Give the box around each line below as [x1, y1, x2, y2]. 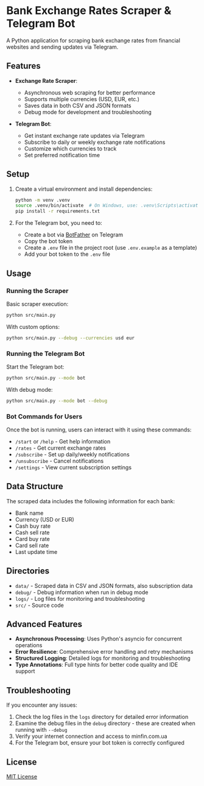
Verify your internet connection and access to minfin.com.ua [15, 732, 167, 740]
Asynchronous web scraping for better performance [24, 89, 155, 96]
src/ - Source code [15, 601, 64, 609]
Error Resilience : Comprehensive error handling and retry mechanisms [15, 648, 194, 656]
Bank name [15, 509, 44, 517]
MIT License [6, 773, 38, 781]
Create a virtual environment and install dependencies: [15, 185, 153, 193]
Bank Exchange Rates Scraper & [6, 4, 172, 18]
